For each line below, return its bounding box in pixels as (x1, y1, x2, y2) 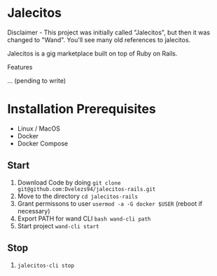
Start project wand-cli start (17, 221, 99, 230)
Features (7, 63, 33, 71)
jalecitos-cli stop (17, 262, 75, 269)
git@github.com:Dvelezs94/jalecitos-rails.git (17, 185, 156, 192)
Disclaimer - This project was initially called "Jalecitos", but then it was (7, 28, 211, 37)
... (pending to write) (7, 76, 66, 85)
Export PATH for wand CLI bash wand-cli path (17, 214, 151, 223)
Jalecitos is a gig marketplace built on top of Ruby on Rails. (7, 49, 178, 58)
